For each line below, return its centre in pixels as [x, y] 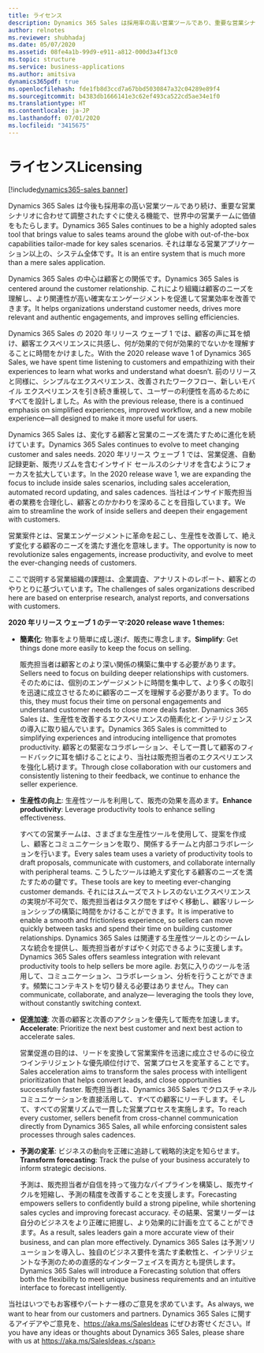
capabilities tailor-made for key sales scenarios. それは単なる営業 [114, 243]
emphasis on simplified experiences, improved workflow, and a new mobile [130, 409]
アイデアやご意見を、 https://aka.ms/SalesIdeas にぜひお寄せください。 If [132, 1323]
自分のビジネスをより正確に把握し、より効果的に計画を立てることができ [137, 1222]
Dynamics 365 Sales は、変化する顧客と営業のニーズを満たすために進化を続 [132, 434]
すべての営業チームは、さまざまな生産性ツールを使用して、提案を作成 [133, 834]
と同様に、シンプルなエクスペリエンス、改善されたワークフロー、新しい [125, 381]
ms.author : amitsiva [42, 74]
